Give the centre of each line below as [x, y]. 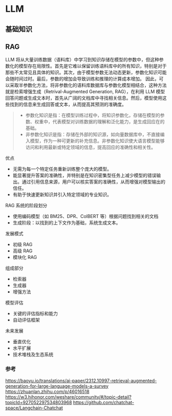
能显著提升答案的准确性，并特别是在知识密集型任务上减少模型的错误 [84, 176]
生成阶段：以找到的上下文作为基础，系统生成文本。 [67, 223]
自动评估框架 [26, 320]
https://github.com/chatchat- [104, 402]
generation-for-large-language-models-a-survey [57, 386]
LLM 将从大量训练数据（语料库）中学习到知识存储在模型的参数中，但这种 [82, 60]
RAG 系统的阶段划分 [26, 206]
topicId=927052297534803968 [39, 402]
